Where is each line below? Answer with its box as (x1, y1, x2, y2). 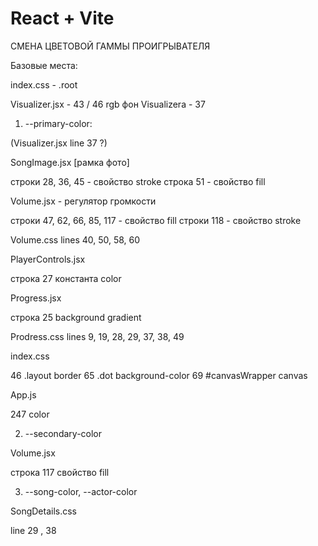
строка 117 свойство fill (10, 466, 110, 478)
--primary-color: (24, 117, 93, 129)
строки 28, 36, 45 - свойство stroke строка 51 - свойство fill (10, 175, 266, 187)
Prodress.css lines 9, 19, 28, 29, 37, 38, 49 (10, 330, 185, 342)
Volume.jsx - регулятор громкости (10, 195, 157, 207)
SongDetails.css (10, 505, 77, 517)
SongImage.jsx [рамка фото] (10, 156, 130, 168)
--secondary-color (24, 427, 103, 439)
